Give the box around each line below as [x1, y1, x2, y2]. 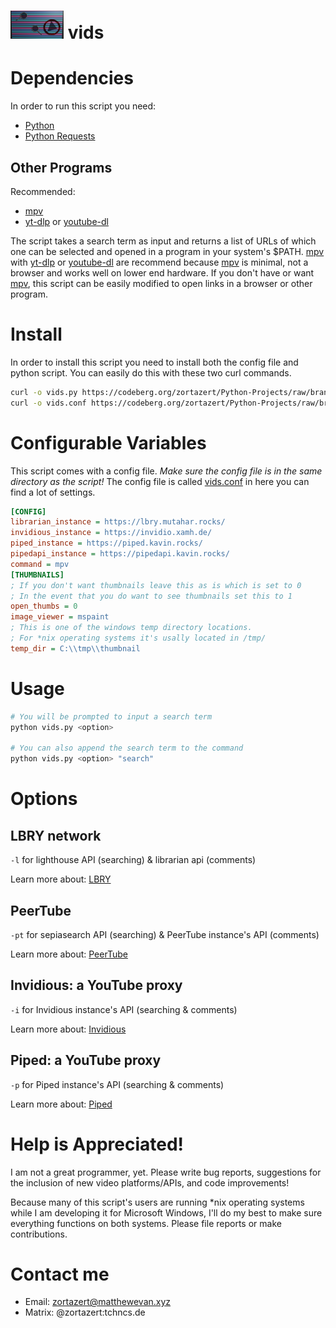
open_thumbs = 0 [10, 601, 78, 612]
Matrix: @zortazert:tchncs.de [24, 1306, 146, 1319]
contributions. [10, 1228, 68, 1240]
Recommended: [10, 185, 76, 197]
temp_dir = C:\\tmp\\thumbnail [10, 643, 141, 654]
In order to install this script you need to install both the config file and [10, 356, 299, 368]
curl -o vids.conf [10, 398, 87, 408]
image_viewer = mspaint [10, 612, 110, 622]
